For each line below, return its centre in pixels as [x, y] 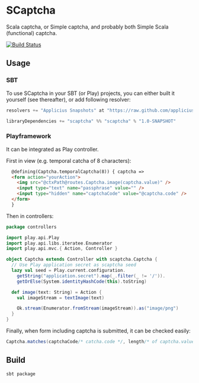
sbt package [21, 374]
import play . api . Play [33, 238]
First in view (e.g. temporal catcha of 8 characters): [69, 160]
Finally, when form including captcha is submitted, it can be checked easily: [98, 331]
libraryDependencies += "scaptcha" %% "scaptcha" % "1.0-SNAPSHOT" [91, 121]
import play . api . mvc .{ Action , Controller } [62, 249]
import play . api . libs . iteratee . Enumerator [59, 243]
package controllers [32, 227]
